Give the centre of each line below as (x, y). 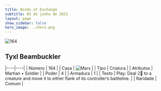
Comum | (14, 83)
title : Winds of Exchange (31, 9)
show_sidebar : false (26, 23)
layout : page (18, 18)
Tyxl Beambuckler (33, 56)
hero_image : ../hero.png (30, 28)
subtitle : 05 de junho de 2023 (37, 14)
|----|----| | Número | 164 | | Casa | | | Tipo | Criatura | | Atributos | (79, 68)
